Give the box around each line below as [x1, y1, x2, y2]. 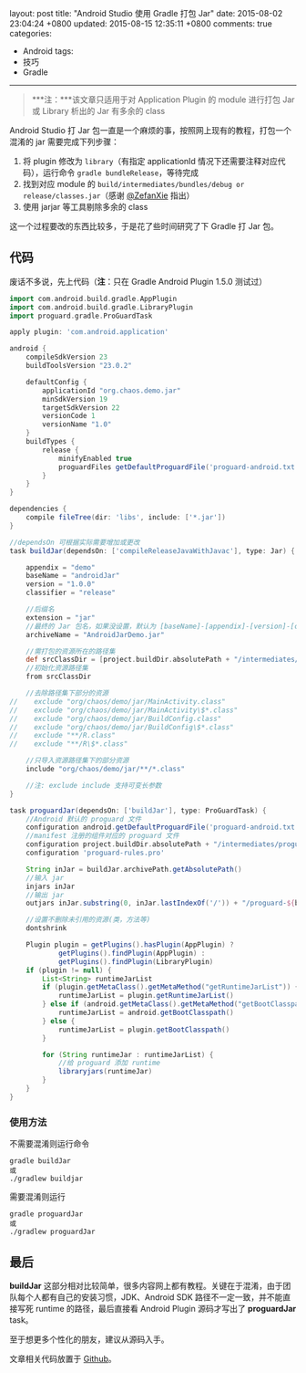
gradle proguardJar [9, 1210, 84, 1219]
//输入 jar [25, 873, 65, 883]
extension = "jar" [25, 613, 96, 623]
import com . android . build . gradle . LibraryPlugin [9, 302, 194, 312]
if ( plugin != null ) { [25, 966, 112, 975]
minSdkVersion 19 [42, 394, 107, 404]
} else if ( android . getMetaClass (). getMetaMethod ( [42, 1000, 239, 1009]
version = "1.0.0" [25, 580, 96, 589]
